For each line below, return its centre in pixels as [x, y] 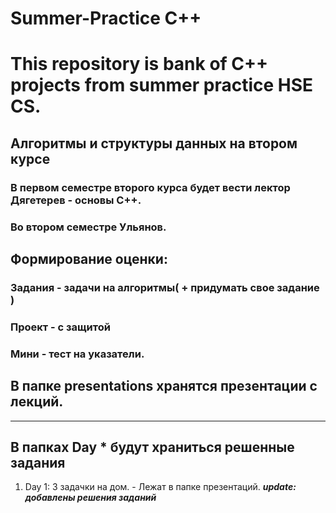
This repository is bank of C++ [139, 64]
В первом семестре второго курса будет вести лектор [150, 187]
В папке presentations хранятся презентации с [164, 386]
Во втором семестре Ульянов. [88, 227]
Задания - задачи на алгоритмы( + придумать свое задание [165, 287]
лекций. [37, 402]
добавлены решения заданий [90, 498]
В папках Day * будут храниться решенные [152, 447]
